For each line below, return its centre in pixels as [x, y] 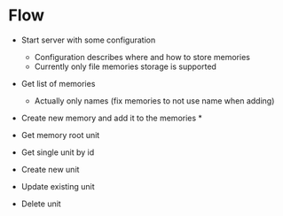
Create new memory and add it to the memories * [112, 118]
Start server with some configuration [88, 40]
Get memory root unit [60, 135]
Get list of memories [58, 83]
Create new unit [50, 169]
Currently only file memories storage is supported [125, 66]
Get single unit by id [58, 152]
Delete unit [41, 204]
